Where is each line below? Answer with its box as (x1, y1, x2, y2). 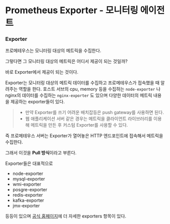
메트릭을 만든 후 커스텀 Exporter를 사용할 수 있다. (30, 122, 128, 128)
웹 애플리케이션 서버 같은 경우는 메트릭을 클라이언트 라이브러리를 (25, 116, 153, 122)
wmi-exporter (12, 181, 41, 187)
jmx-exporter (12, 203, 40, 209)
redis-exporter (12, 192, 43, 198)
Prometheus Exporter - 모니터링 (5, 5, 138, 16)
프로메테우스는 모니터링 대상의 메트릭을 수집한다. (5, 47, 102, 53)
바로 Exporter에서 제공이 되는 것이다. (5, 69, 78, 75)
